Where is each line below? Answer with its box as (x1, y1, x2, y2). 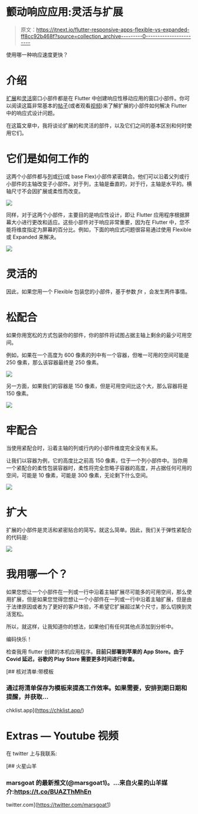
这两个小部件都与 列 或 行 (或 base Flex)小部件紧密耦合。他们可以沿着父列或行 (6, 172, 190, 180)
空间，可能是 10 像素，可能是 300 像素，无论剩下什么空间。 (6, 472, 151, 479)
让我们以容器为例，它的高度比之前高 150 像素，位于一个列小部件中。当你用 (6, 457, 188, 464)
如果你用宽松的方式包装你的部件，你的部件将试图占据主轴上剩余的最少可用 (6, 331, 187, 338)
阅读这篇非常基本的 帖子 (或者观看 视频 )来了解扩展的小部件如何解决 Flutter (11, 102, 187, 109)
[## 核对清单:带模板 (6, 668, 54, 675)
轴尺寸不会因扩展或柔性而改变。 (6, 187, 84, 195)
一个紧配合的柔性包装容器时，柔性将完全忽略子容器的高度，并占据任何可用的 (6, 464, 192, 471)
